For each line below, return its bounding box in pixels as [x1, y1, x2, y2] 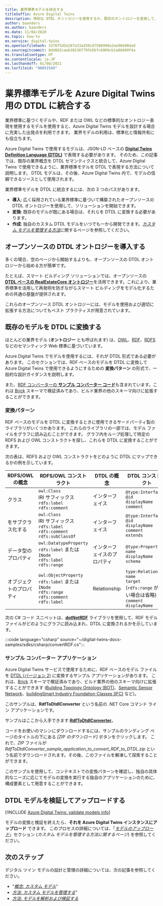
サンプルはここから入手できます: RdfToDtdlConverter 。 [5, 718, 116, 724]
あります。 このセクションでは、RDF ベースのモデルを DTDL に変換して [5, 359, 148, 365]
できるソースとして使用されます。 [9, 176, 77, 182]
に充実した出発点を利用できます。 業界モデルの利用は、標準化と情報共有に [5, 129, 155, 135]
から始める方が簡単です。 [17, 263, 69, 268]
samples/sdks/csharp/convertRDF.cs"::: [5, 642, 85, 647]
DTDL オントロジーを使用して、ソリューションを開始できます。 [12, 202, 139, 209]
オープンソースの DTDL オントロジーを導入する [5, 243, 146, 251]
